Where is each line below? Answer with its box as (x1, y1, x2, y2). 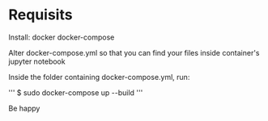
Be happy (8, 103, 40, 113)
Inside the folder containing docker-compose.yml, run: (8, 72, 190, 81)
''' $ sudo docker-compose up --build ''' (8, 87, 143, 98)
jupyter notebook (8, 56, 66, 66)
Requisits (8, 6, 73, 24)
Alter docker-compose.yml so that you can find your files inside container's (8, 48, 261, 57)
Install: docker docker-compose (8, 32, 115, 42)
